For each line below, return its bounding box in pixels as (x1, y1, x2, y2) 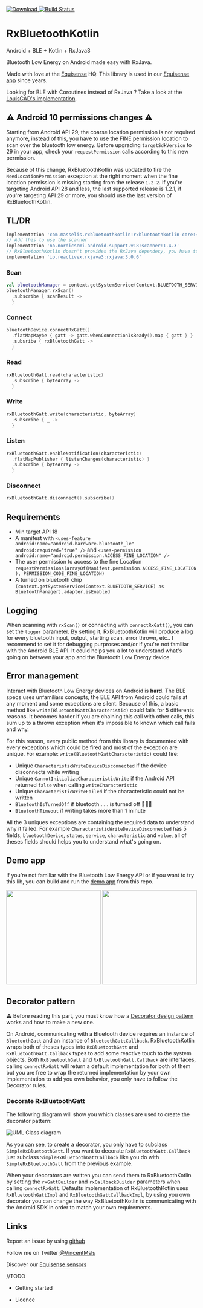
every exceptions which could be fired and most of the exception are (6, 744, 178, 751)
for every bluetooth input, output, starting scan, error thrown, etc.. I (6, 634, 173, 641)
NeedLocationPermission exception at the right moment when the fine (6, 172, 178, 180)
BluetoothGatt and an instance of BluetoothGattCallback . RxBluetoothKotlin (6, 1037, 195, 1044)
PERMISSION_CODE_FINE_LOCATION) (23, 571, 105, 577)
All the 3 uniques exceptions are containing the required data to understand (6, 818, 195, 825)
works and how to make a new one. (6, 1019, 95, 1026)
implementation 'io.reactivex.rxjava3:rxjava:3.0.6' (6, 254, 142, 260)
